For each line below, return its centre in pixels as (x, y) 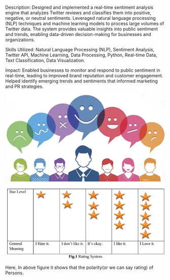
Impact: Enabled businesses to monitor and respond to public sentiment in (83, 70)
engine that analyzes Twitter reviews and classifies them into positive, (78, 13)
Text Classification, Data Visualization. (45, 60)
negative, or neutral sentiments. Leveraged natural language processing (80, 18)
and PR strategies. (24, 86)
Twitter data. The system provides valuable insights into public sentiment (82, 29)
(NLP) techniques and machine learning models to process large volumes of (85, 23)
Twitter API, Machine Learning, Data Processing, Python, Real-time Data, (81, 55)
